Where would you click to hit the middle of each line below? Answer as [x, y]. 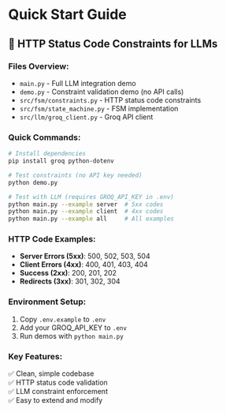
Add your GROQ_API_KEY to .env [73, 327]
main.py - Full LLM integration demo [78, 83]
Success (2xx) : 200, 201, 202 [68, 273]
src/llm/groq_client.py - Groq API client [86, 117]
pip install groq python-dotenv [61, 161]
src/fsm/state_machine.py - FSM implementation [99, 108]
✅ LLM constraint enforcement [58, 392]
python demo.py [33, 182]
